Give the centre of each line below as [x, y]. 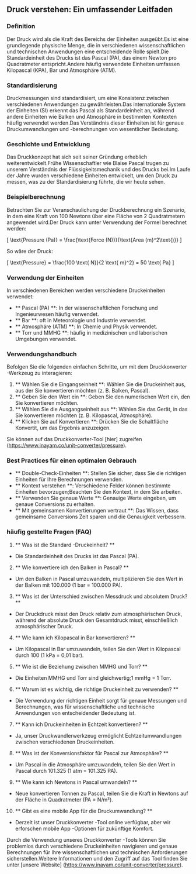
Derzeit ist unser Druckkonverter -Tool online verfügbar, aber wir [93, 822]
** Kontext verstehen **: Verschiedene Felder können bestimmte [93, 486]
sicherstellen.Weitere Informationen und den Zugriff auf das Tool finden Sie [97, 858]
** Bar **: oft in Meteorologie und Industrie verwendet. [81, 320]
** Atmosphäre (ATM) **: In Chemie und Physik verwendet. [86, 326]
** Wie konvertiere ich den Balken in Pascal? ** [72, 567]
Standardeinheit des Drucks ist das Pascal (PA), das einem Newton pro [92, 57]
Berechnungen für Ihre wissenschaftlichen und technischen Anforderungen [97, 852]
